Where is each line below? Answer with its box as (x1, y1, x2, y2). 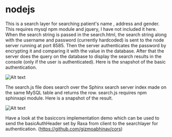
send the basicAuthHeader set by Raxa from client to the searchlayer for (5, 120, 158, 126)
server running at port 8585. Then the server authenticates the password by (5, 42, 166, 48)
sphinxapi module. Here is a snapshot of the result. (5, 95, 113, 101)
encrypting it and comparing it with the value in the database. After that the (5, 48, 164, 54)
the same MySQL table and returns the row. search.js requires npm (5, 89, 147, 95)
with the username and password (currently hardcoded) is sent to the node (5, 37, 164, 43)
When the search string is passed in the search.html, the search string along (5, 31, 167, 37)
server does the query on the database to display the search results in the (5, 53, 162, 60)
